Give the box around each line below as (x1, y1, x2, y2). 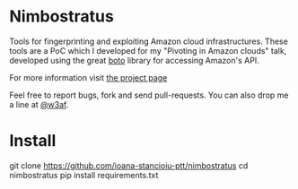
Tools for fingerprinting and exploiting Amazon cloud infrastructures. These (9, 36, 289, 47)
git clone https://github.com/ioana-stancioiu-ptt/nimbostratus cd (9, 159, 249, 171)
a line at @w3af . (9, 99, 69, 109)
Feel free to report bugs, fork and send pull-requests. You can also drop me (9, 90, 289, 100)
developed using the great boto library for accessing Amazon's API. (9, 55, 260, 65)
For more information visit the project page (9, 72, 168, 82)
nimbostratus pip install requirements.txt (9, 169, 159, 180)
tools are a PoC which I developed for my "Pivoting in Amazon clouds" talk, (9, 45, 287, 56)
